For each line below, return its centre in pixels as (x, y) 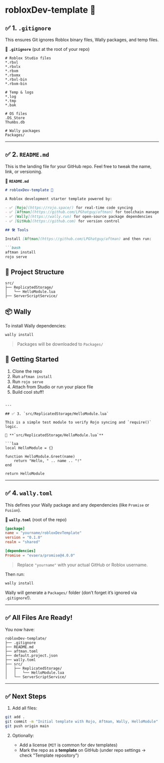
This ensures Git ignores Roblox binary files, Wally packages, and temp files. (82, 40)
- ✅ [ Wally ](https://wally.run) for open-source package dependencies (79, 217)
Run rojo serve (28, 381)
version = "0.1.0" (24, 538)
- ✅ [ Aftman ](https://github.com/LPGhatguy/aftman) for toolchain (74, 212)
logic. (12, 426)
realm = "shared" (23, 542)
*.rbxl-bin (16, 80)
